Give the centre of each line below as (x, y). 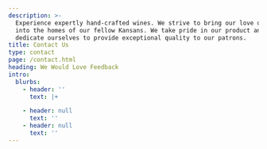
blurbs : (28, 82)
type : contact (32, 52)
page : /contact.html (43, 60)
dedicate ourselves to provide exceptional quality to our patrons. (131, 38)
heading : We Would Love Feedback (64, 67)
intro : (19, 74)
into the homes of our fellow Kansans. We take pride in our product (133, 30)
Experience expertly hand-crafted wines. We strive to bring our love (135, 23)
